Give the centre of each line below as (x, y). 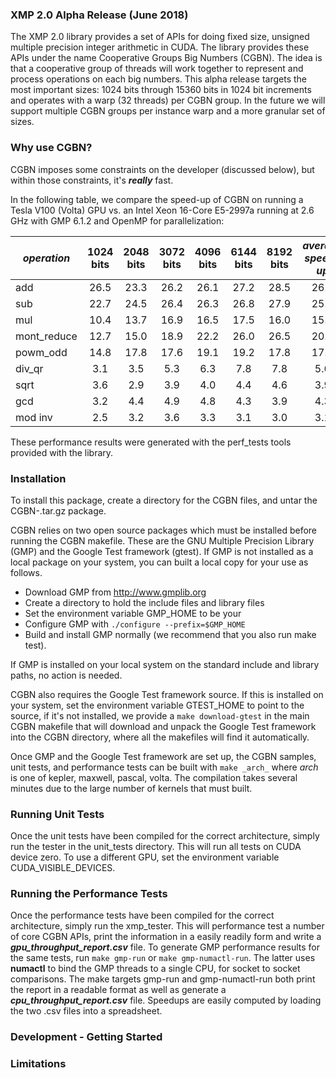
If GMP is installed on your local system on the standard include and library (165, 664)
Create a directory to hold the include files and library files (144, 602)
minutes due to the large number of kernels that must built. (131, 788)
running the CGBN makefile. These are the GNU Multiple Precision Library (162, 540)
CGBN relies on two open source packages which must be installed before (164, 530)
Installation (38, 478)
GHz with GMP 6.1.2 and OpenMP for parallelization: (117, 220)
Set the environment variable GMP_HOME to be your (133, 613)
